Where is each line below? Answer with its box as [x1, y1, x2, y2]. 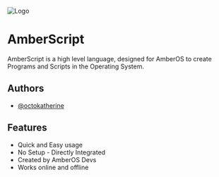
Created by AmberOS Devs [17, 155, 97, 164]
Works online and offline [17, 163, 89, 171]
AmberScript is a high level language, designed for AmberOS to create [7, 54, 212, 63]
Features [7, 122, 47, 134]
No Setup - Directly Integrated [17, 148, 106, 157]
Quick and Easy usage [17, 140, 83, 149]
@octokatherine [17, 101, 65, 109]
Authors [7, 83, 45, 94]
